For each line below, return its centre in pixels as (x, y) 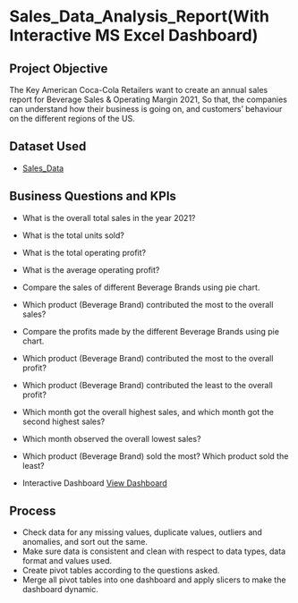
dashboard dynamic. (60, 590)
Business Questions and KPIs (93, 196)
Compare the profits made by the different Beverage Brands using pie (151, 331)
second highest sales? (64, 421)
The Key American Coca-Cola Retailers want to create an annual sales (139, 90)
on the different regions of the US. (72, 119)
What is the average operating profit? (91, 269)
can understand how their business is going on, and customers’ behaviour (146, 109)
